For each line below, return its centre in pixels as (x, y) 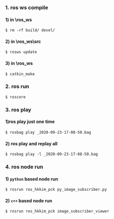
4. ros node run (24, 167)
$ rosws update (21, 52)
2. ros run (17, 86)
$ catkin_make (20, 74)
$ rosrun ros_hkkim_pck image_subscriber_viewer (57, 211)
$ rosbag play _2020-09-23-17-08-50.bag (48, 132)
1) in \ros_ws (19, 20)
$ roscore (16, 97)
